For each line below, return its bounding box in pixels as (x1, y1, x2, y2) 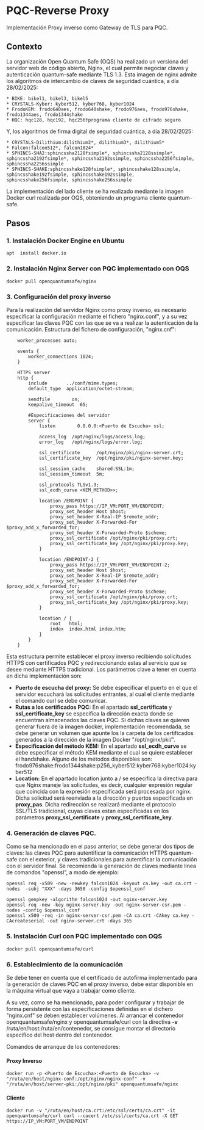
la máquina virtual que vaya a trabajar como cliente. (6, 987, 136, 994)
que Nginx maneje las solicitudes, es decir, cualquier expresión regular (15, 781, 193, 789)
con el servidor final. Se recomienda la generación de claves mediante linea (6, 862, 197, 870)
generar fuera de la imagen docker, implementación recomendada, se (15, 723, 191, 730)
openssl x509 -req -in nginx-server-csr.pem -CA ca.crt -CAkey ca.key (6, 913, 189, 919)
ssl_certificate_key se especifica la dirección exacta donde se (15, 710, 174, 717)
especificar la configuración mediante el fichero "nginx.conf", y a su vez (6, 313, 188, 321)
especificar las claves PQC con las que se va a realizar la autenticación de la (6, 319, 199, 327)
